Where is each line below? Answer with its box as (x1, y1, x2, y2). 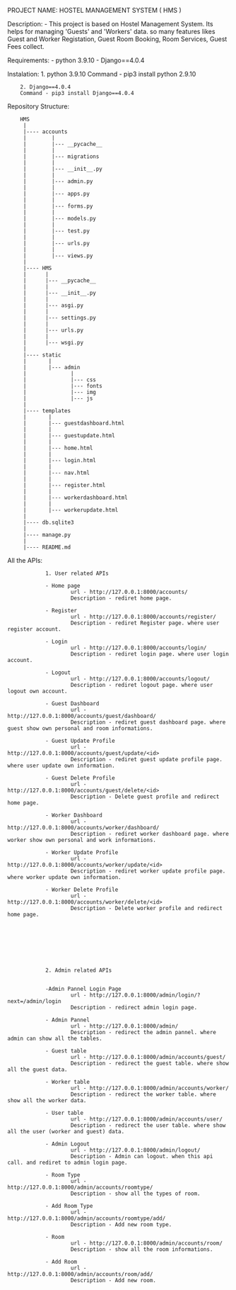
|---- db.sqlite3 (23, 519, 74, 526)
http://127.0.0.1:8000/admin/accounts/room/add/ (7, 1271, 153, 1278)
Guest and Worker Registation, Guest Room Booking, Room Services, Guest (7, 35, 228, 43)
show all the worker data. (7, 1097, 87, 1104)
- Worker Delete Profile (45, 886, 119, 893)
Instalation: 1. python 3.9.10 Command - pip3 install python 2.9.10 (7, 70, 196, 78)
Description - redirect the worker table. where (70, 1091, 217, 1098)
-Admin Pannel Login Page (45, 985, 122, 992)
